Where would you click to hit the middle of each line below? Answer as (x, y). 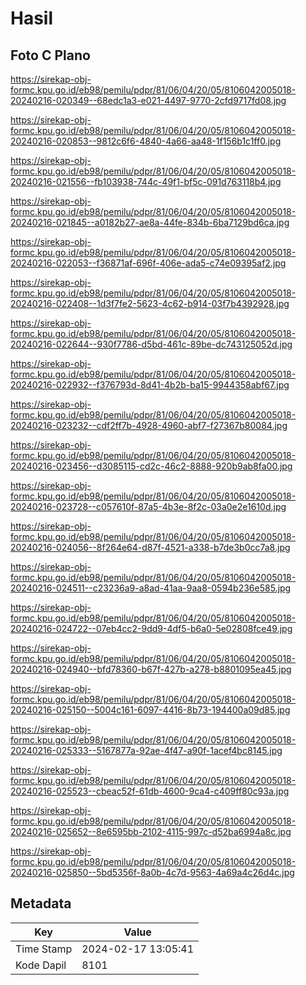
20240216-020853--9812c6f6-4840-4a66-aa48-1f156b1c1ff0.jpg (146, 141)
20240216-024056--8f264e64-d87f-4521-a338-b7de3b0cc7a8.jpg (150, 547)
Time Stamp (44, 949)
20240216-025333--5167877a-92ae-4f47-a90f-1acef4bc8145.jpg (146, 750)
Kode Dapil (41, 965)
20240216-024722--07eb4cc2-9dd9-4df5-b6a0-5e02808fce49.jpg (151, 628)
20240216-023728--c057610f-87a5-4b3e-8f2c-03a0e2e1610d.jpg (148, 506)
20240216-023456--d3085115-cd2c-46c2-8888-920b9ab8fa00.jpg (151, 466)
